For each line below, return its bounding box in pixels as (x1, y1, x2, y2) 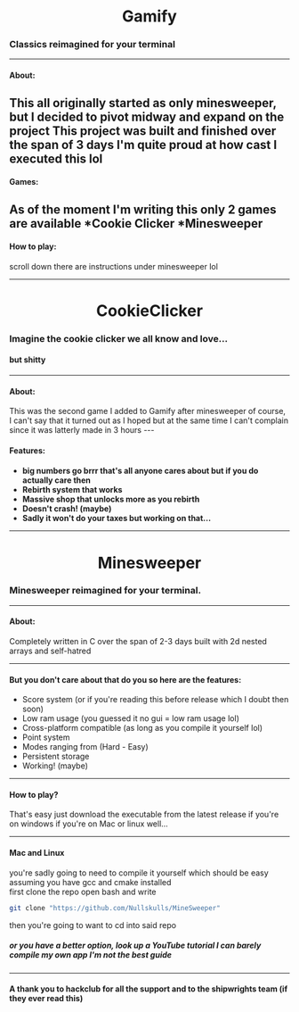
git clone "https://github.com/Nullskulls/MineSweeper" (9, 903, 221, 912)
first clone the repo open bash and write (9, 886, 157, 897)
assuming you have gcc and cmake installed (9, 876, 172, 887)
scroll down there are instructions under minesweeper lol (9, 261, 218, 271)
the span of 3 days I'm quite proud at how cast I (9, 137, 278, 153)
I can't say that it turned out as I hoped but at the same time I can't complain (9, 415, 289, 426)
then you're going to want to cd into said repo (9, 919, 176, 930)
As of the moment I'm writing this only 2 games (9, 203, 277, 218)
